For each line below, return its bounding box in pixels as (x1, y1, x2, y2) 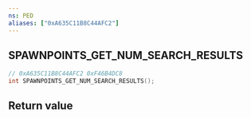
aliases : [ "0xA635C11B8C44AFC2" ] (8, 19, 120, 27)
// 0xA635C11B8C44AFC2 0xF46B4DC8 (8, 69, 124, 78)
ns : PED (8, 11, 34, 20)
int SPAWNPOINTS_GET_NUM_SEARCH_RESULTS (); (8, 77, 155, 85)
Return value (8, 99, 73, 112)
